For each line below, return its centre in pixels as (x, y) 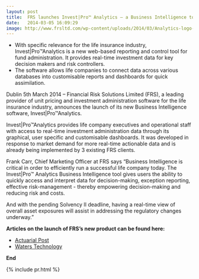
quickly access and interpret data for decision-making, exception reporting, (98, 180)
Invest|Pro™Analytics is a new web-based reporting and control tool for (101, 52)
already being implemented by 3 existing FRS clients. (71, 150)
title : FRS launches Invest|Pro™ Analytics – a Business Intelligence (96, 17)
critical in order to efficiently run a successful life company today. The (92, 168)
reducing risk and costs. (36, 193)
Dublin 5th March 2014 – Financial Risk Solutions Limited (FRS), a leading (95, 94)
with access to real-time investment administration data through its (88, 131)
